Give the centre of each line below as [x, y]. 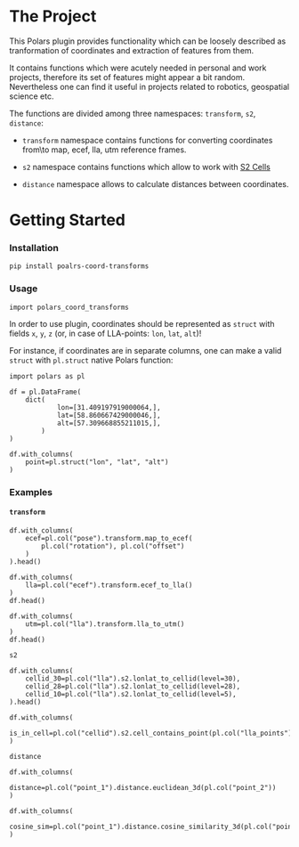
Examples [31, 492]
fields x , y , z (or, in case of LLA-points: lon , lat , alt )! [105, 333]
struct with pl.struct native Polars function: [91, 360]
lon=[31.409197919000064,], [109, 407]
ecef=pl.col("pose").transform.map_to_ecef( [109, 538]
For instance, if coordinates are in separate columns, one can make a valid [145, 350]
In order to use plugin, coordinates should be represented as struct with [142, 323]
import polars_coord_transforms [69, 307]
